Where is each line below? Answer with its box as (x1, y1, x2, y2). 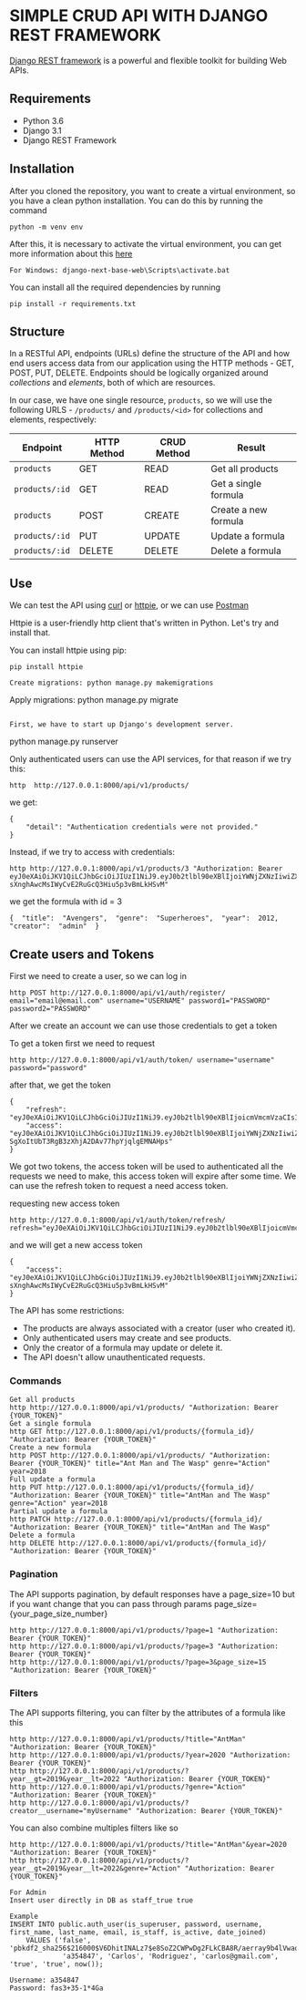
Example (9, 1912, 39, 1921)
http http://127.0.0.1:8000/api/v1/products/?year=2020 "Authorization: (9, 1750, 291, 1759)
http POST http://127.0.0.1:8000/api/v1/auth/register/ (9, 988, 226, 997)
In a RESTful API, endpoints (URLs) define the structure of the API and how (9, 348, 290, 359)
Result (237, 441, 266, 454)
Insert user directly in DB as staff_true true (9, 1895, 194, 1905)
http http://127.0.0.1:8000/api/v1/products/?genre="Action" (9, 1782, 247, 1791)
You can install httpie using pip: (9, 644, 127, 656)
